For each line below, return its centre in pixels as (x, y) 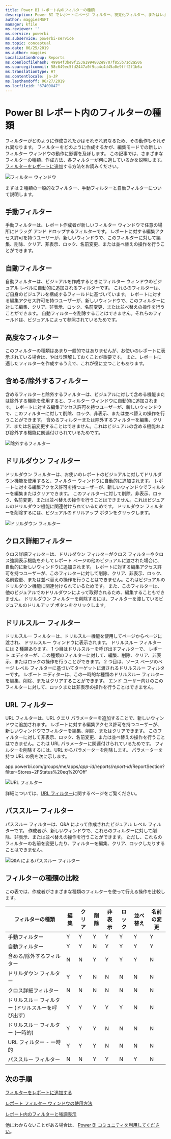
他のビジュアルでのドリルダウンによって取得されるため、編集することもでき (85, 592)
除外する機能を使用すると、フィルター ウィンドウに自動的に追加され (81, 401)
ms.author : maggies (26, 53)
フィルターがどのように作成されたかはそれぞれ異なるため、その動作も (79, 140)
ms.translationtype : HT (31, 72)
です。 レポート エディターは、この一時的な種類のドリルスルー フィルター (87, 675)
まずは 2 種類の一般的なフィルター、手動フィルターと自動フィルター (77, 188)
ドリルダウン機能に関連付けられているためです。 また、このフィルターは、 (83, 586)
